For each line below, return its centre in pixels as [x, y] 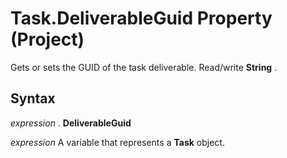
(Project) [47, 39]
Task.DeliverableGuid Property [141, 18]
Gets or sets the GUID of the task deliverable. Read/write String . [144, 67]
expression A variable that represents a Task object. [117, 142]
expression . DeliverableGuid [71, 123]
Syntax [33, 98]
